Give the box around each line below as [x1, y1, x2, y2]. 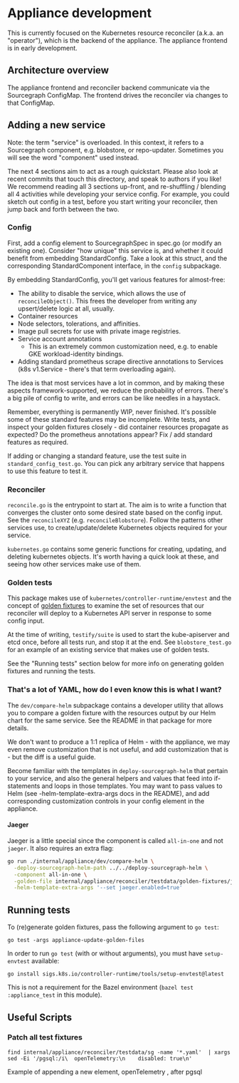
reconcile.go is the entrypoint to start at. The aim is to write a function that [7, 501, 227, 509]
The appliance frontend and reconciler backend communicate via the [7, 83, 210, 92]
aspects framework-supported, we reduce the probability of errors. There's [7, 386, 229, 395]
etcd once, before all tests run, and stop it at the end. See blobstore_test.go [7, 638, 232, 646]
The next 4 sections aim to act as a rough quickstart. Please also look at [7, 167, 218, 175]
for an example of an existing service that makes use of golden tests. [7, 646, 210, 654]
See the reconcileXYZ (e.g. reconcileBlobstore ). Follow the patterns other [7, 516, 223, 524]
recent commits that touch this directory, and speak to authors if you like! [7, 175, 222, 183]
